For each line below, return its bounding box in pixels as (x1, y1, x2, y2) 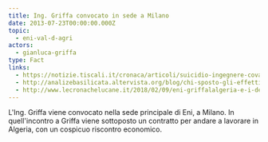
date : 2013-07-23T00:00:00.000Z (8, 19, 116, 27)
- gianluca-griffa (15, 49, 77, 57)
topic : (8, 26, 30, 34)
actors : (8, 41, 34, 49)
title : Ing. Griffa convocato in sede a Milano (8, 11, 170, 20)
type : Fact (8, 57, 45, 65)
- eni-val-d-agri (15, 34, 73, 42)
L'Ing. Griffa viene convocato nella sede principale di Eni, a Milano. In (8, 108, 235, 117)
